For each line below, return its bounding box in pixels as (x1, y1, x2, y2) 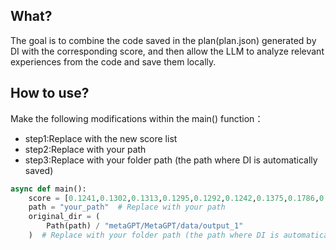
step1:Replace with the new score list (24, 132, 178, 144)
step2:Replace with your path (24, 143, 147, 155)
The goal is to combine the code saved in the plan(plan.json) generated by (10, 34, 317, 46)
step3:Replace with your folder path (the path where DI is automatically (24, 154, 318, 166)
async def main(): (10, 184, 87, 194)
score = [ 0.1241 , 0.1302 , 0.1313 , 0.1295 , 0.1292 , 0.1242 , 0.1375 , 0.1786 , (28, 193, 320, 203)
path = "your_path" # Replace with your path (28, 202, 226, 213)
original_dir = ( (28, 212, 101, 222)
